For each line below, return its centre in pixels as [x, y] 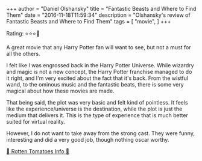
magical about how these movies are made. [60, 91]
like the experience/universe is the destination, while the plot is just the [94, 109]
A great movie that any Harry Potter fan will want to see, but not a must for [99, 47]
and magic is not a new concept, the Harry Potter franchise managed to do [99, 72]
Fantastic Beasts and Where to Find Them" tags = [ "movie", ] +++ [89, 21]
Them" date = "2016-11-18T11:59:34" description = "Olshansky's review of [99, 15]
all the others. [23, 54]
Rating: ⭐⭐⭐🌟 [23, 33]
